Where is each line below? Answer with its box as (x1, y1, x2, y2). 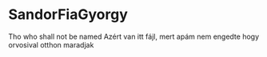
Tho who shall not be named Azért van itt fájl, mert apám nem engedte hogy (8, 32, 260, 41)
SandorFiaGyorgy (8, 6, 128, 24)
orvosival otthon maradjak (8, 40, 94, 49)
